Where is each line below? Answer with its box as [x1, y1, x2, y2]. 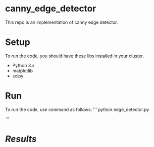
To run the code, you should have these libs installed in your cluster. [5, 53, 144, 59]
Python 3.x [12, 62, 35, 68]
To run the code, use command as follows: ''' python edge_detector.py [5, 107, 150, 112]
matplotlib [12, 68, 33, 73]
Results [5, 134, 37, 145]
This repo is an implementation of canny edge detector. [5, 19, 118, 25]
